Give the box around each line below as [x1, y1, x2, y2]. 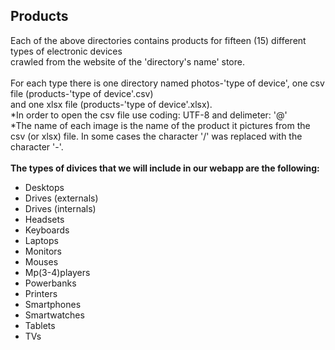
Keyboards [24, 224, 70, 236]
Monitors [24, 245, 62, 257]
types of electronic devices [10, 45, 123, 57]
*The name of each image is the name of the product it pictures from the [10, 119, 311, 131]
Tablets [24, 319, 56, 331]
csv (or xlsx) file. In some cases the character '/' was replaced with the [10, 130, 303, 142]
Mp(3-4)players [24, 266, 91, 278]
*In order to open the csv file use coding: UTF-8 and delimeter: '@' [10, 109, 288, 121]
